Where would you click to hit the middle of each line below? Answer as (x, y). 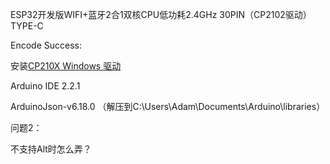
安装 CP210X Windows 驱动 (66, 66)
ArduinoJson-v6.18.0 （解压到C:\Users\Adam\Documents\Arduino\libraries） (168, 106)
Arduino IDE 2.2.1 (45, 86)
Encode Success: (46, 45)
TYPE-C (27, 26)
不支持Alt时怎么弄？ (51, 149)
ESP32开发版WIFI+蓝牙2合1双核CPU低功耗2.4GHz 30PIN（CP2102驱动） (161, 14)
